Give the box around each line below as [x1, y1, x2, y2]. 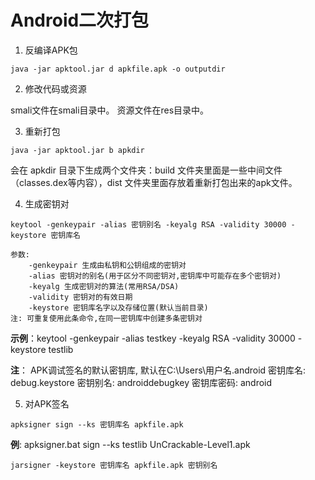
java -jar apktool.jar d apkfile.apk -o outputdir [10, 64, 226, 74]
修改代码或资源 [24, 82, 87, 95]
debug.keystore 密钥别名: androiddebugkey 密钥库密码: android [10, 376, 273, 388]
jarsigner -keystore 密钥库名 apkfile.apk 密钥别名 [10, 460, 218, 470]
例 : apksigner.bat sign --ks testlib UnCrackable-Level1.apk [10, 438, 251, 450]
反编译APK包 [24, 44, 78, 56]
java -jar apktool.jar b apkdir [10, 145, 145, 155]
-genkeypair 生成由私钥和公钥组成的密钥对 [28, 260, 187, 270]
